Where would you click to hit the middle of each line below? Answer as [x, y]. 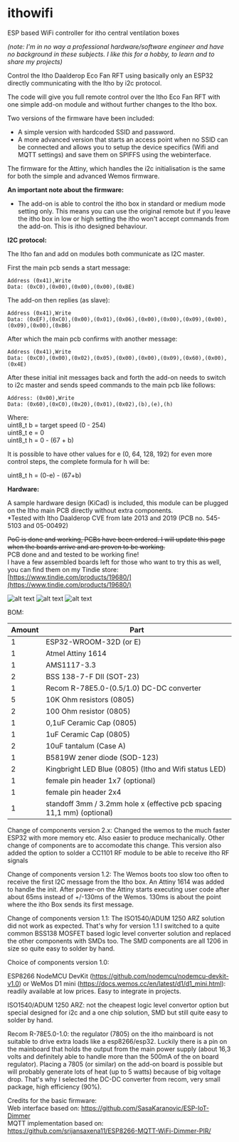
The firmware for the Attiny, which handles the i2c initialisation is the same [116, 168]
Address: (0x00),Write [41, 398]
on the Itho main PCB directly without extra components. [90, 510]
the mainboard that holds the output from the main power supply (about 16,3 [119, 1049]
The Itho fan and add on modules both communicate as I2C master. [106, 253]
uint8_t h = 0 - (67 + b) [41, 440]
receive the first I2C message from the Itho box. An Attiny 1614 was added [116, 882]
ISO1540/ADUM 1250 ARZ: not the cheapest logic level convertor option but [118, 1005]
